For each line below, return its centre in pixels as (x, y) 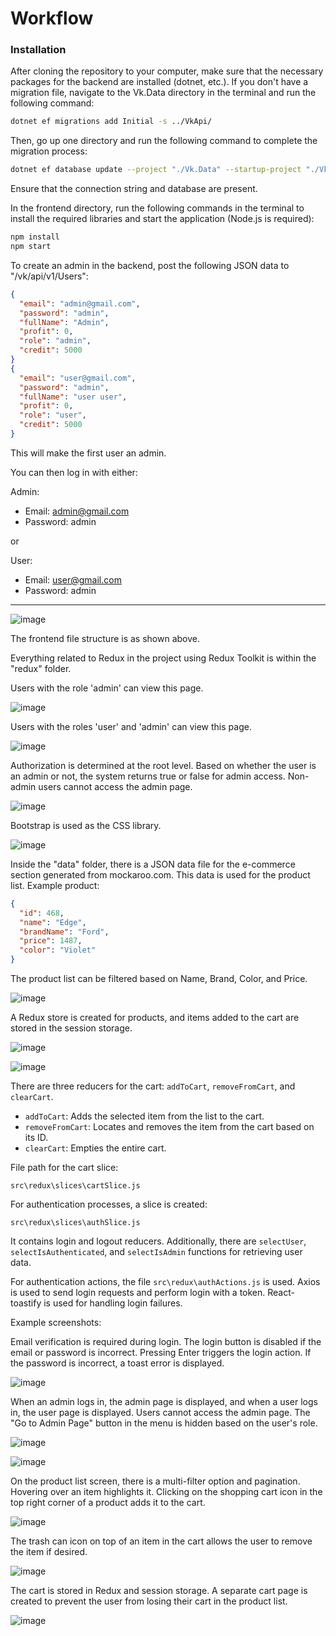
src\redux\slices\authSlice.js (75, 1223)
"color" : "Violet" (58, 950)
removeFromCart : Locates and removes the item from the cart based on (169, 1127)
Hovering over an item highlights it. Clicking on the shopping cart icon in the (166, 1492)
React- (281, 1293)
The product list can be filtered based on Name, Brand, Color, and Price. (159, 979)
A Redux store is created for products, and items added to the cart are (155, 1018)
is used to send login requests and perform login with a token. (138, 1293)
